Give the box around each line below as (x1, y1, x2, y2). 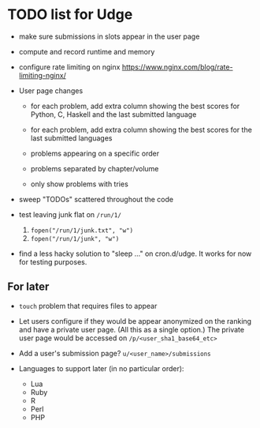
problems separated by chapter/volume (30, 163, 159, 173)
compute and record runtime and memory (18, 47, 155, 56)
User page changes (18, 85, 84, 96)
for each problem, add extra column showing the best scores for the (30, 125, 253, 134)
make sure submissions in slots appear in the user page (18, 32, 200, 41)
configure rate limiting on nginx (18, 62, 121, 72)
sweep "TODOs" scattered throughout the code (18, 194, 174, 204)
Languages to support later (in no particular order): (18, 363, 184, 373)
